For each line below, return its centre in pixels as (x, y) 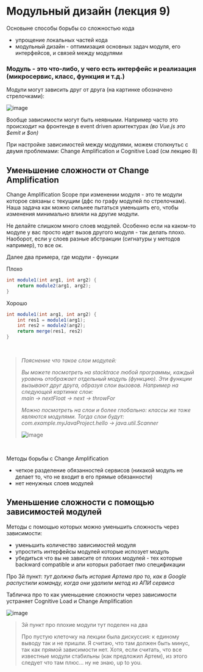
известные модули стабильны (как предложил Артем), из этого (104, 656)
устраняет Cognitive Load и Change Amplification (69, 601)
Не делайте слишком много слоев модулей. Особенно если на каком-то (101, 226)
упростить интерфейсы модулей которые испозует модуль (92, 551)
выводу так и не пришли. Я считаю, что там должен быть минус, (105, 643)
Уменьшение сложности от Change (78, 170)
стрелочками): (25, 96)
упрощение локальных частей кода (61, 40)
